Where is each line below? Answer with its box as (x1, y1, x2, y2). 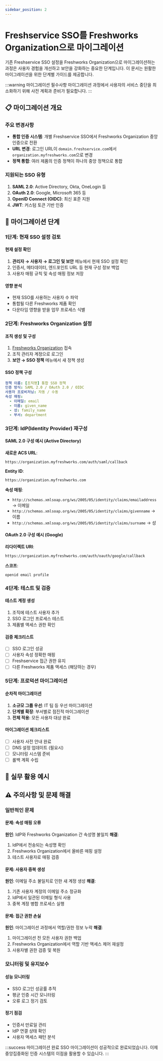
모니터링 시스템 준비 (12, 751, 50, 757)
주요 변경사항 (5, 121, 34, 128)
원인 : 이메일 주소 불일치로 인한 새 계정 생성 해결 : (5, 878, 96, 884)
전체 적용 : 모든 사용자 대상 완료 (12, 715, 71, 720)
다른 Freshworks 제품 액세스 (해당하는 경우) (12, 664, 97, 670)
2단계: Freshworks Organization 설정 (5, 320, 92, 327)
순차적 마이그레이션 (5, 691, 42, 696)
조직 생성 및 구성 (5, 333, 36, 339)
